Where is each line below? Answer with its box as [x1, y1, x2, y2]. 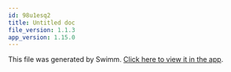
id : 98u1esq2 [8, 11, 51, 20]
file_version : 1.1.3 [8, 26, 76, 34]
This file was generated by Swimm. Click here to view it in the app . [8, 55, 224, 64]
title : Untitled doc [8, 19, 76, 27]
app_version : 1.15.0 [8, 33, 76, 41]
